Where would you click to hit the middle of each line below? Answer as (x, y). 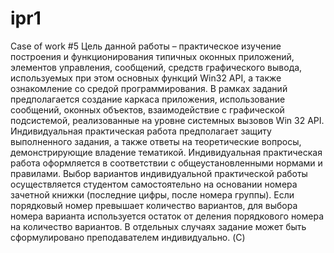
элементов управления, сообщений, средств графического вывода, (156, 67)
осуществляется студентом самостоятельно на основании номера (154, 184)
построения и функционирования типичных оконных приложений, (152, 56)
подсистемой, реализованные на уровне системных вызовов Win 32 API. (167, 120)
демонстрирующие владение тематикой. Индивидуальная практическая (166, 152)
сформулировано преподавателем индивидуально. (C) (128, 237)
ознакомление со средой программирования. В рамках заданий (149, 88)
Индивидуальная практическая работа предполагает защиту (141, 131)
